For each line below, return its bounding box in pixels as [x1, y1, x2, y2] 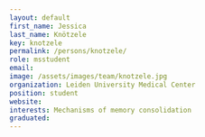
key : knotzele [9, 38, 63, 48]
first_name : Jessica [9, 22, 88, 31]
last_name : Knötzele [9, 30, 88, 39]
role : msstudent [9, 55, 70, 64]
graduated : [9, 114, 51, 123]
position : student [9, 88, 79, 97]
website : [9, 96, 42, 106]
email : [9, 64, 34, 73]
